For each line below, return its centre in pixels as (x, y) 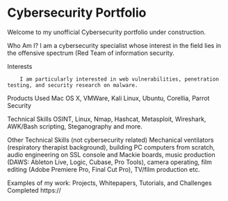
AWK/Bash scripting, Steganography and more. (75, 126)
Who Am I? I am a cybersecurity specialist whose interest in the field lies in (114, 45)
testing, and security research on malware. (73, 85)
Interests (20, 66)
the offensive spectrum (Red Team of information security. (91, 53)
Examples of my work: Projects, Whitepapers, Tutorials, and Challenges (109, 183)
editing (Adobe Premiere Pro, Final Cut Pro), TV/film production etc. (104, 169)
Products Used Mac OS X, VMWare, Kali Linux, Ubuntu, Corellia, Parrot (108, 98)
